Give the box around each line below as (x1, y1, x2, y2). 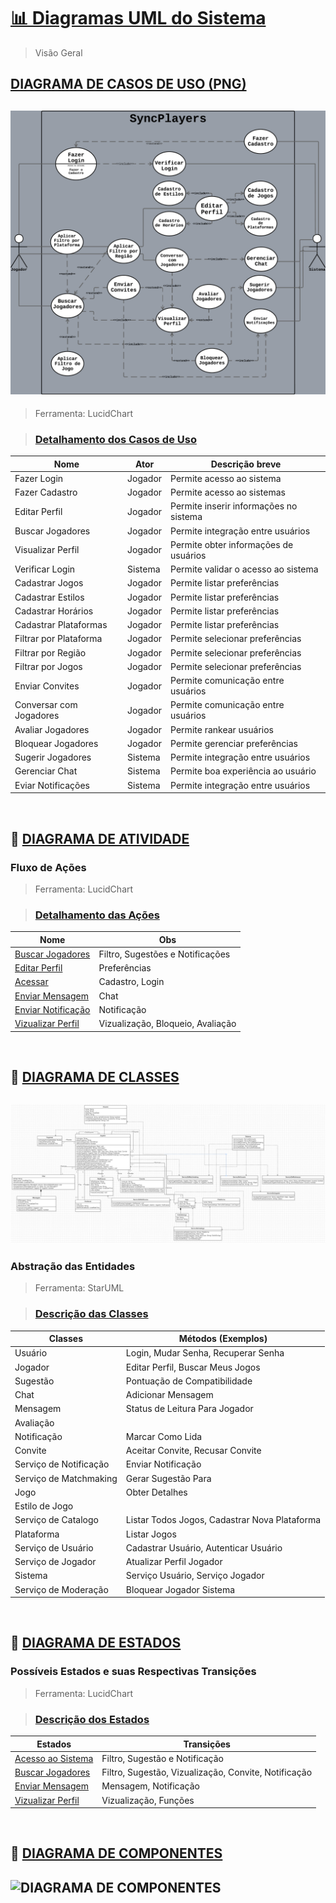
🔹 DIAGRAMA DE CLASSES (10, 1069, 180, 1086)
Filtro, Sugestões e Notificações (98, 948, 231, 960)
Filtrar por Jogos (14, 660, 83, 672)
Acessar (14, 976, 49, 988)
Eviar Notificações (14, 779, 90, 791)
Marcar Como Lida (125, 1430, 203, 1442)
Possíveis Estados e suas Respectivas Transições (10, 1665, 257, 1679)
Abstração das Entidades (10, 1259, 136, 1273)
